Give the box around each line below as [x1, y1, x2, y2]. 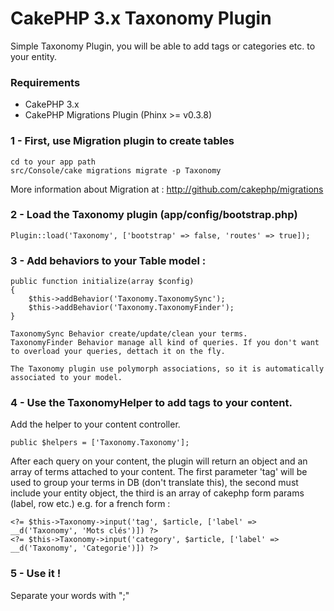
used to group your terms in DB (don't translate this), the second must [10, 477, 299, 489]
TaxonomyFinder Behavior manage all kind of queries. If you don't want [10, 338, 320, 348]
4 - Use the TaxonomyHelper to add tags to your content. [10, 396, 293, 410]
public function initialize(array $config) [10, 277, 195, 287]
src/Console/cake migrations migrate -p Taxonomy [10, 165, 222, 176]
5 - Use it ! [10, 567, 62, 581]
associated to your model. [10, 373, 123, 383]
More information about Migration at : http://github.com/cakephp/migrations [10, 183, 324, 195]
